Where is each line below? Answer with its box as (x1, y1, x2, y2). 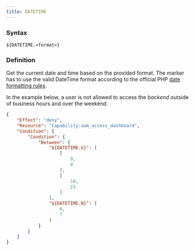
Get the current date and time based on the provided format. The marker (6, 69, 185, 76)
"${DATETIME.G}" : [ (48, 145, 97, 151)
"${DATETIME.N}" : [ (48, 201, 97, 207)
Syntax (6, 28, 27, 36)
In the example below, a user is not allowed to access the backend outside (6, 94, 189, 101)
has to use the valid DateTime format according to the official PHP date (6, 76, 181, 83)
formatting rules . (6, 82, 47, 90)
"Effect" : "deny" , (17, 117, 63, 123)
